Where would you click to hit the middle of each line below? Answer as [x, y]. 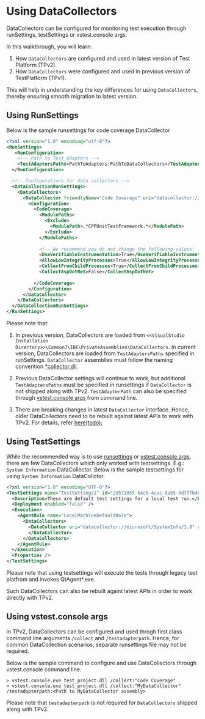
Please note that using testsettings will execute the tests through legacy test [102, 573]
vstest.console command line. [44, 669]
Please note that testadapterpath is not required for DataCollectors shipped [102, 702]
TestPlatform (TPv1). [41, 78]
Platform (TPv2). [36, 65]
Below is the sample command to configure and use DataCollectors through [102, 663]
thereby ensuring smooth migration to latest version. [72, 96]
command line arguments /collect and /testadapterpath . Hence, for [93, 638]
